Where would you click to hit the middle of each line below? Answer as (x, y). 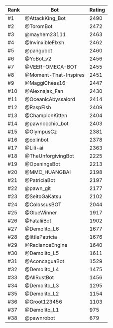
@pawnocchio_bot (47, 123)
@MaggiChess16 (45, 83)
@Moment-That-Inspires (55, 75)
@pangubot (38, 51)
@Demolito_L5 (42, 253)
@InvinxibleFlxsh (45, 43)
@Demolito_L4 (42, 269)
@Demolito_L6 (42, 229)
